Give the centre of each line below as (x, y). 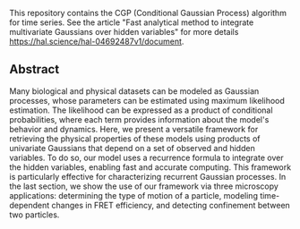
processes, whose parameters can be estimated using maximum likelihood (147, 100)
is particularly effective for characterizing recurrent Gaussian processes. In (148, 176)
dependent (30, 205)
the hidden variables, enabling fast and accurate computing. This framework (150, 167)
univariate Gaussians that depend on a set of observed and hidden (132, 148)
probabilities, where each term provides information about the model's (139, 119)
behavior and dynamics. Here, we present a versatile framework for (134, 129)
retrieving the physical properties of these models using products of (135, 139)
